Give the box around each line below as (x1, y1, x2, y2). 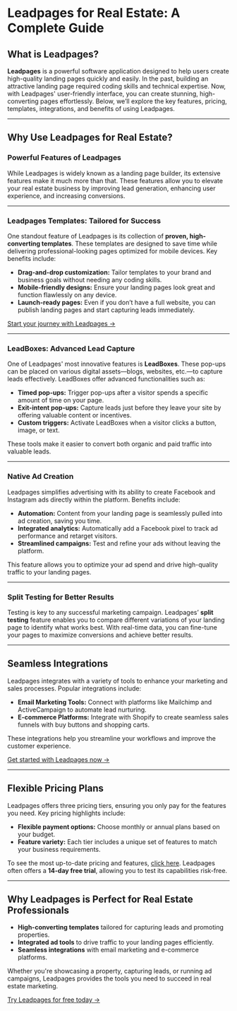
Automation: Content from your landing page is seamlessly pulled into (17, 509, 223, 517)
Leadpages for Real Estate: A (7, 5, 181, 21)
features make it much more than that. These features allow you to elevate (7, 176, 224, 185)
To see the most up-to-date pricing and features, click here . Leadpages (7, 858, 215, 867)
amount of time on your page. (17, 396, 104, 405)
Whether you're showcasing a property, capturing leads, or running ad (7, 967, 212, 976)
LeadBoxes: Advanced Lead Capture (7, 343, 135, 353)
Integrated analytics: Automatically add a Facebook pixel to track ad (17, 524, 219, 532)
